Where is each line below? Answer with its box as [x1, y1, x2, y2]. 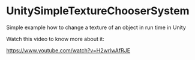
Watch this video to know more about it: [6, 35, 105, 42]
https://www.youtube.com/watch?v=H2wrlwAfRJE [6, 46, 131, 54]
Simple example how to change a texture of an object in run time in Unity [6, 24, 186, 31]
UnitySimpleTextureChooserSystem [6, 4, 190, 18]
